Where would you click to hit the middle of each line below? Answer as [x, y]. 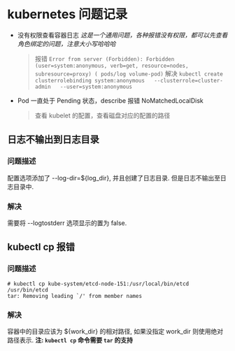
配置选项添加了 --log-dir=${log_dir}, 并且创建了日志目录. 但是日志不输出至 [114, 178]
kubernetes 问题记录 [67, 14]
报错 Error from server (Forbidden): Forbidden [105, 58]
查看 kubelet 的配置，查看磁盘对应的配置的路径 [102, 115]
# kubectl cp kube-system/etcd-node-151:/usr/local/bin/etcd [98, 284]
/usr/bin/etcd [28, 290]
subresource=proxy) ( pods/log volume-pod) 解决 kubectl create [129, 73]
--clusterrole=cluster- [188, 80]
